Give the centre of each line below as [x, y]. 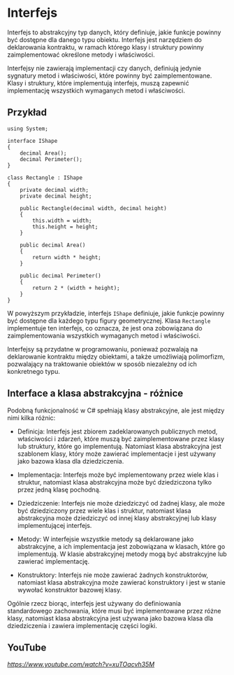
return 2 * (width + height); [76, 288]
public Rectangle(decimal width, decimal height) [94, 208]
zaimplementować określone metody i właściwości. [81, 55]
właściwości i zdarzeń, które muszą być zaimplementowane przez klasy [121, 438]
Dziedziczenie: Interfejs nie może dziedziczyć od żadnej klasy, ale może [121, 503]
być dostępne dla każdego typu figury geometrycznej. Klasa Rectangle [109, 321]
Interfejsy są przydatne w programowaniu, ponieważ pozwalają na [103, 349]
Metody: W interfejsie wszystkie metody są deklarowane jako [105, 539]
